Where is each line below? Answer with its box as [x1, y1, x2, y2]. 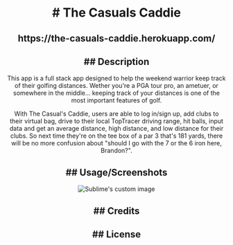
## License [92, 228, 141, 240]
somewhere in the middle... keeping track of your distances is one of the [12, 89, 221, 98]
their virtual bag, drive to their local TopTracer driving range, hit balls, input [9, 117, 224, 125]
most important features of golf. [71, 96, 162, 105]
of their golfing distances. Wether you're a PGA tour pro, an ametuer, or [15, 82, 218, 90]
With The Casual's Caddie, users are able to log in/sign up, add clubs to [14, 109, 219, 118]
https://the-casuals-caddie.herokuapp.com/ [17, 33, 216, 44]
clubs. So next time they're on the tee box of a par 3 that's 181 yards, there [10, 131, 223, 140]
